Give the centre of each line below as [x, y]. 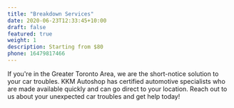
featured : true [30, 34]
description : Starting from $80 [55, 47]
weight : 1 [22, 40]
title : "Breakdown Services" [51, 14]
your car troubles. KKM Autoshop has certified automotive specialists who [117, 81]
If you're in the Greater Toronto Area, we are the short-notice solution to [113, 74]
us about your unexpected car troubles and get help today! [94, 96]
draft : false [27, 27]
